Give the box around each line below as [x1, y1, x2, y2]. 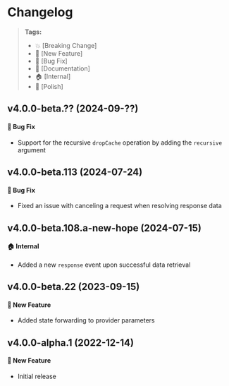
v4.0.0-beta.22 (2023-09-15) [7, 281, 140, 293]
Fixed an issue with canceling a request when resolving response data [17, 202, 222, 210]
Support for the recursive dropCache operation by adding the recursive [17, 138, 223, 147]
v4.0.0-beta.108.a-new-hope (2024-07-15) [7, 222, 202, 234]
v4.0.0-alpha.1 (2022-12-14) [7, 337, 134, 349]
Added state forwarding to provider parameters [17, 316, 155, 325]
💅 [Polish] [35, 82, 63, 90]
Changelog [7, 4, 73, 20]
